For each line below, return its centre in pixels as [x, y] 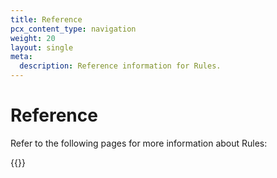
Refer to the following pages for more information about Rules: [139, 143]
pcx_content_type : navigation [73, 29]
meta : [21, 57]
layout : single [42, 47]
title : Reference [46, 19]
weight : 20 [33, 38]
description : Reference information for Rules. [120, 66]
